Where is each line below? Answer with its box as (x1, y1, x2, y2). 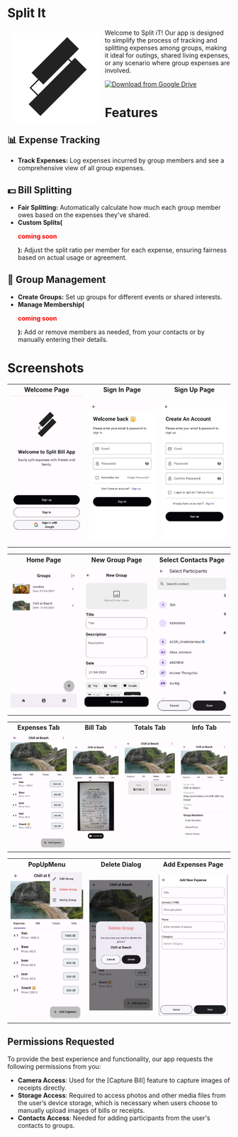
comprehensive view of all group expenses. (17, 163, 145, 172)
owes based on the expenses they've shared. (17, 211, 151, 219)
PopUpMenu (28, 860, 66, 868)
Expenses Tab (17, 723, 60, 732)
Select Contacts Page (159, 555, 225, 564)
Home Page (26, 555, 62, 564)
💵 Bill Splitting (7, 184, 72, 196)
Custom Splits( (17, 218, 63, 226)
